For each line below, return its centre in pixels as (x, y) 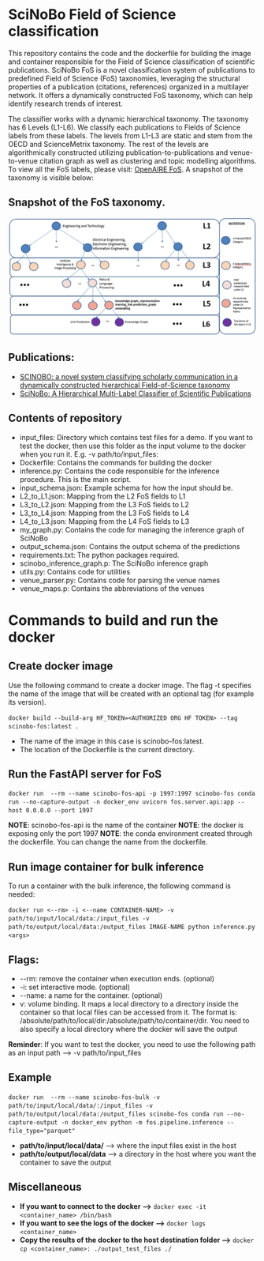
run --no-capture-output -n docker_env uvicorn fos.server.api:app (121, 802)
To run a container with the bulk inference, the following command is (119, 886)
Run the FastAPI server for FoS (85, 774)
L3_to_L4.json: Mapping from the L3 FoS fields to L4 (104, 513)
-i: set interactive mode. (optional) (75, 987)
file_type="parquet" (42, 1131)
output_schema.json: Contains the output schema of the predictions (130, 546)
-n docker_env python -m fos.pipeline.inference (142, 1122)
